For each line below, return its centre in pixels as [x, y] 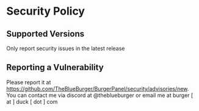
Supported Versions [45, 34]
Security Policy [46, 11]
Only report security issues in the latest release [66, 48]
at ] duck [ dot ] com [32, 101]
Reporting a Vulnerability [55, 67]
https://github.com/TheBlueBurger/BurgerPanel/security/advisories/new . [98, 88]
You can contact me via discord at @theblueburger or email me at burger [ [100, 95]
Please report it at [29, 82]
